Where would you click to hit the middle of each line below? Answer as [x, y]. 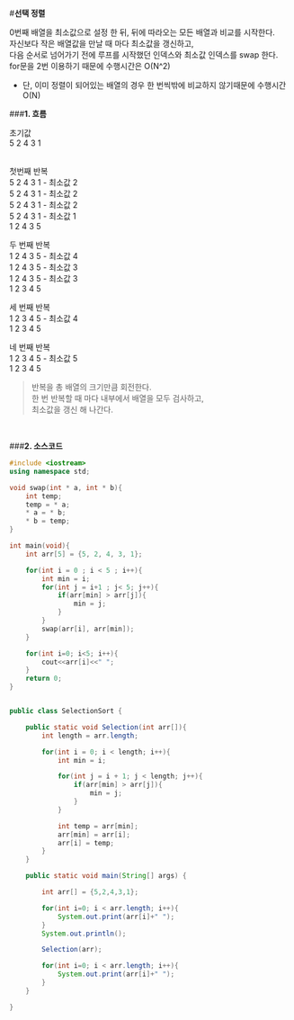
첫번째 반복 [29, 171]
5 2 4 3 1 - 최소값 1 [43, 216]
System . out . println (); [84, 934]
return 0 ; [44, 679]
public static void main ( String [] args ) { [106, 876]
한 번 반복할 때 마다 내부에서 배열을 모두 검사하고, [117, 398]
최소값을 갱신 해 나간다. [72, 409]
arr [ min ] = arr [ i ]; [94, 835]
